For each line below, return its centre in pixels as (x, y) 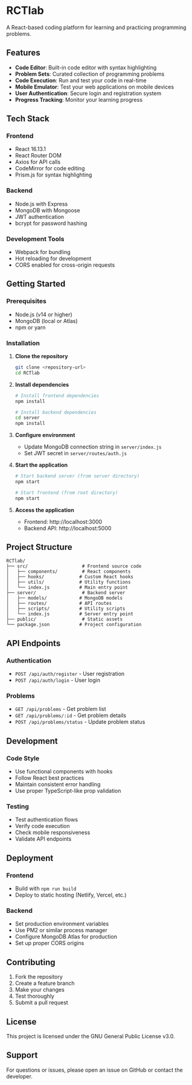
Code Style (23, 758)
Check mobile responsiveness (53, 833)
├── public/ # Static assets (64, 619)
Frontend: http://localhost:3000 (63, 521)
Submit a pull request (41, 1003)
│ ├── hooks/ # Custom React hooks (70, 577)
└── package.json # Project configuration (74, 625)
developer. (20, 1076)
